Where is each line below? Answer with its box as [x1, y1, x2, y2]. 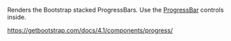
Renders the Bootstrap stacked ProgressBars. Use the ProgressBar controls [7, 6, 224, 14]
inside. [7, 13, 26, 21]
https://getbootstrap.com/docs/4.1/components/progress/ [7, 27, 173, 34]
